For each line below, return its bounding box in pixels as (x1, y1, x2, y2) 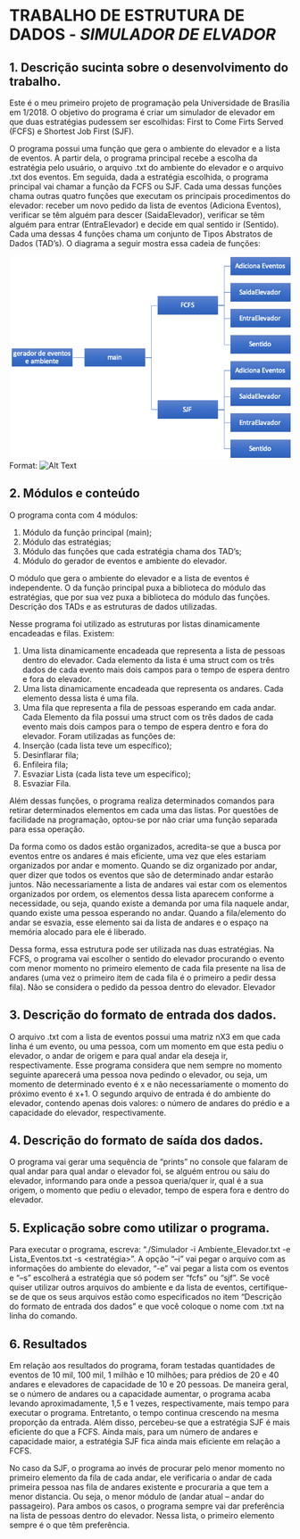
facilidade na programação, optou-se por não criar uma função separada (9, 814, 279, 825)
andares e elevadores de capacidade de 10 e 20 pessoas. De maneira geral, (9, 1379, 288, 1390)
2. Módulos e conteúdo (9, 486, 140, 501)
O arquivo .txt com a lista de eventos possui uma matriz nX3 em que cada (9, 1031, 281, 1042)
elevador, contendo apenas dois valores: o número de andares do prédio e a (9, 1097, 290, 1108)
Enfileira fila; (21, 759, 69, 769)
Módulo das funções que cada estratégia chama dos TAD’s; (21, 545, 243, 556)
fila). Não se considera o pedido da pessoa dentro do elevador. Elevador (9, 981, 276, 992)
